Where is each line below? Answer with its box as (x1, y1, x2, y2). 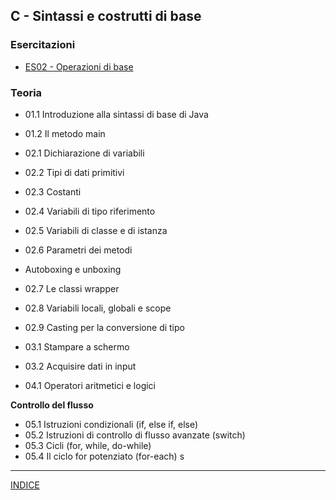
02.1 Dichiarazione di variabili (24, 147, 145, 159)
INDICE (10, 479, 40, 491)
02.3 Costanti (24, 185, 82, 198)
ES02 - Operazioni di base (24, 60, 134, 73)
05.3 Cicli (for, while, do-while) (24, 439, 152, 451)
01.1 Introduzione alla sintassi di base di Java (24, 108, 209, 120)
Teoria (10, 85, 43, 99)
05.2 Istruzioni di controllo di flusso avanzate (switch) (24, 429, 246, 441)
